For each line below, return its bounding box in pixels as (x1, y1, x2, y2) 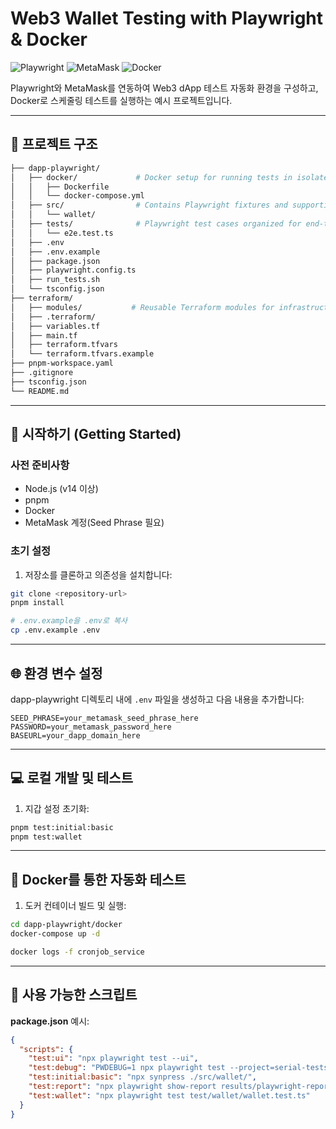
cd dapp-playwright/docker (10, 920, 123, 930)
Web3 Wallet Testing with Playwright (10, 7, 324, 30)
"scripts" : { (19, 1044, 74, 1054)
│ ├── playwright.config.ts (10, 265, 137, 276)
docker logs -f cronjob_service (10, 947, 145, 957)
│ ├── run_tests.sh (10, 275, 101, 285)
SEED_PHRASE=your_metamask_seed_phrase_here (10, 713, 199, 723)
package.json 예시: (10, 1015, 90, 1027)
